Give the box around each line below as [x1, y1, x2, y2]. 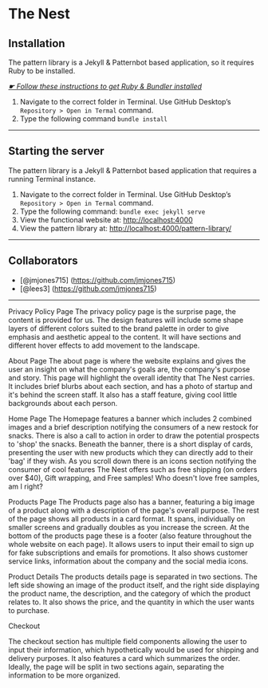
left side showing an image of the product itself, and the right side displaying [8, 580, 260, 590]
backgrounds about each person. [8, 398, 118, 407]
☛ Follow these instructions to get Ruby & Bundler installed [8, 81, 202, 91]
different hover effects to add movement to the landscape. [8, 340, 200, 350]
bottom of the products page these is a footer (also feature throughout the [8, 531, 252, 541]
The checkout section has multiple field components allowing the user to [8, 636, 247, 646]
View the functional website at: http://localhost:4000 [19, 214, 193, 224]
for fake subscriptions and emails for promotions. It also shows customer [8, 548, 248, 557]
